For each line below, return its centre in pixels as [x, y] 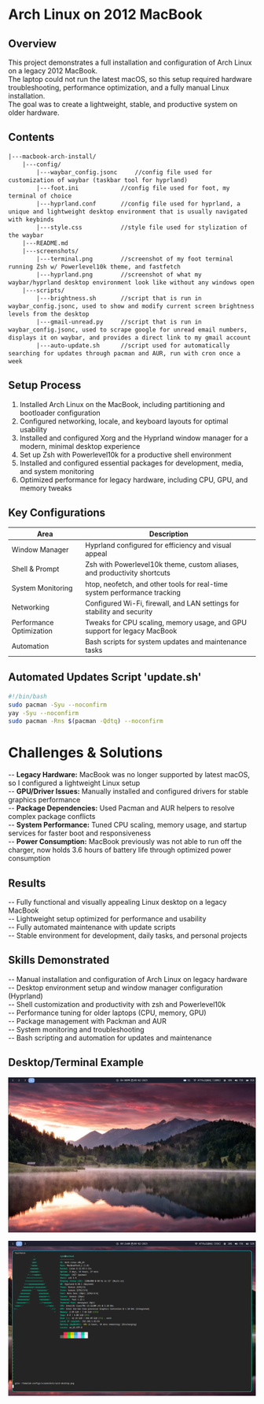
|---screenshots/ [51, 251]
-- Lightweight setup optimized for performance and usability [107, 919]
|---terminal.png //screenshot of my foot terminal [135, 259]
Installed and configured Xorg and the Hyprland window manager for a [134, 438]
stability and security [119, 611]
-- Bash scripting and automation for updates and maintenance [110, 1038]
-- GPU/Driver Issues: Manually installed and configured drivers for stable [128, 791]
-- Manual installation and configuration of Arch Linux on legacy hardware [128, 979]
